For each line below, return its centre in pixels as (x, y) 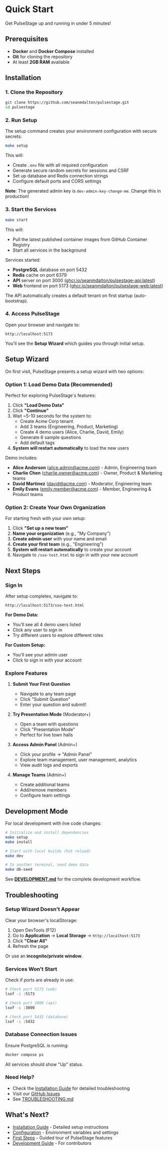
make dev (14, 856)
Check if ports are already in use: (40, 980)
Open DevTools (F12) (34, 930)
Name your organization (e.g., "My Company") (62, 533)
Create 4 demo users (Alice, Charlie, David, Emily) (72, 432)
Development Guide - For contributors (52, 1143)
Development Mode (37, 811)
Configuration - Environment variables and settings (65, 1132)
